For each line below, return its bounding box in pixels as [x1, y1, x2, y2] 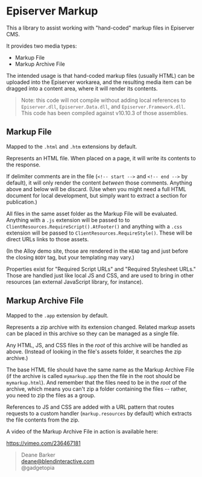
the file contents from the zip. [6, 416, 80, 423]
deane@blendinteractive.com [21, 457, 95, 465]
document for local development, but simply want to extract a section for [6, 192, 188, 199]
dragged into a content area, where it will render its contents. [6, 84, 158, 92]
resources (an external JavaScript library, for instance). [6, 278, 144, 285]
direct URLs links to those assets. [6, 235, 89, 242]
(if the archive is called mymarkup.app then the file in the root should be [6, 372, 180, 379]
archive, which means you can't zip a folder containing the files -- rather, [6, 385, 188, 393]
